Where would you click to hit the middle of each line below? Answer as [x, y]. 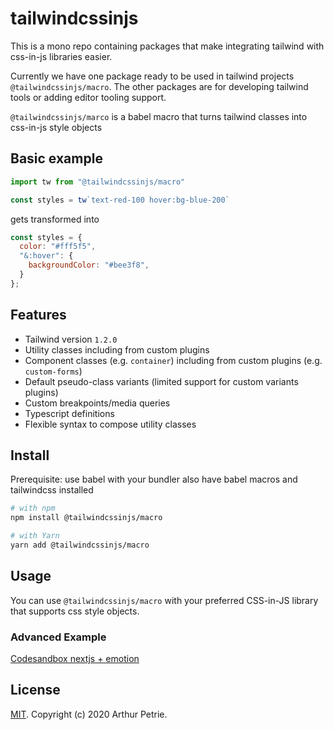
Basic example [56, 158]
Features [38, 315]
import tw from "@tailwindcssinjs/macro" [98, 182]
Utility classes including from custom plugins [117, 349]
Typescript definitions [69, 413]
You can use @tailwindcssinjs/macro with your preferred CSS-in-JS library [164, 600]
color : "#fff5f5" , [58, 247]
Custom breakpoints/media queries [97, 403]
